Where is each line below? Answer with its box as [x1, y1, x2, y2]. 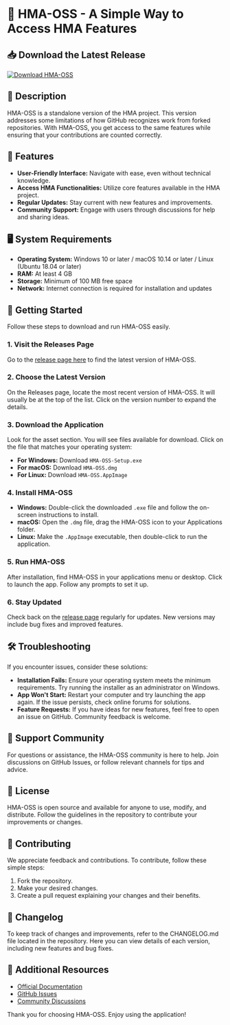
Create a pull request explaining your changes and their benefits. [16, 892, 201, 900]
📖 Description [7, 91, 67, 102]
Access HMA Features [7, 21, 137, 36]
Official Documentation [16, 982, 82, 991]
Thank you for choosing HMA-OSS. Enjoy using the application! [7, 1010, 187, 1018]
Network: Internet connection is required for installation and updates [16, 285, 212, 293]
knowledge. [16, 176, 51, 184]
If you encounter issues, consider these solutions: [7, 663, 148, 671]
